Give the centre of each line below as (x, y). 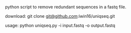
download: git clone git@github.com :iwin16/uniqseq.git (60, 16)
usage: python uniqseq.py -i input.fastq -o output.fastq (60, 25)
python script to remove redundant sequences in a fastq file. (66, 7)
